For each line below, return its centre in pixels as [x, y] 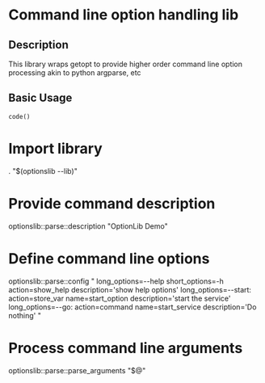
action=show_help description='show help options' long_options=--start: [130, 289]
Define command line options [109, 258]
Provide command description [112, 203]
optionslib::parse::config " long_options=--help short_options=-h [116, 281]
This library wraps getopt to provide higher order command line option [126, 64]
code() [19, 116]
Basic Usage [40, 98]
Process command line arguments [126, 348]
